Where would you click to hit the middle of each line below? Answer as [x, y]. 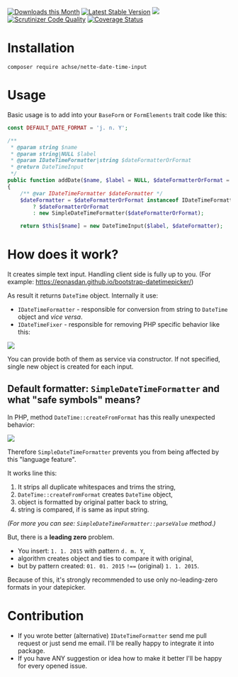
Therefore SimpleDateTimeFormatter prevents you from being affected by [113, 452]
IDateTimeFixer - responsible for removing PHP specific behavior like [119, 325]
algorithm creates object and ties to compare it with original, [105, 558]
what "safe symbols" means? [74, 400]
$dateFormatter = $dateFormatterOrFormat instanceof [100, 200]
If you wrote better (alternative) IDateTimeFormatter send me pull [112, 635]
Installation [41, 48]
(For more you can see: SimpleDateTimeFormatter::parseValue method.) [112, 523]
